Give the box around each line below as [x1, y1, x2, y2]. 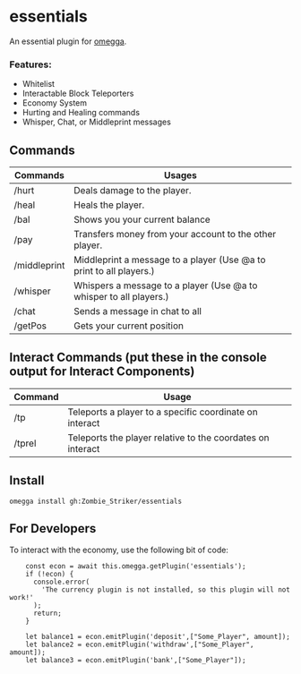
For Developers [9, 521, 97, 536]
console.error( [32, 577, 90, 587]
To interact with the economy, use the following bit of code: [9, 544, 228, 556]
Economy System [21, 98, 88, 108]
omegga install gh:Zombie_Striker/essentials [9, 497, 182, 506]
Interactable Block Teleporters [21, 88, 134, 99]
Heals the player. [73, 199, 145, 211]
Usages [164, 169, 197, 182]
